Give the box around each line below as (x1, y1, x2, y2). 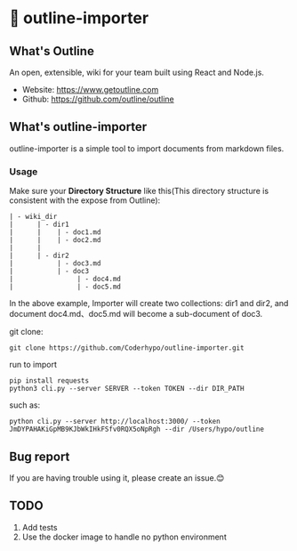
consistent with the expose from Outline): (9, 195, 161, 206)
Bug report (9, 449, 70, 464)
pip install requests (9, 377, 90, 385)
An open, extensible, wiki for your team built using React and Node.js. (9, 67, 265, 77)
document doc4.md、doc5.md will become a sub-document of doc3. (9, 309, 263, 320)
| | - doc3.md (9, 259, 101, 268)
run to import (9, 360, 58, 370)
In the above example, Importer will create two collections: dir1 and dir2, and (9, 298, 289, 309)
